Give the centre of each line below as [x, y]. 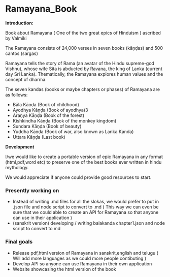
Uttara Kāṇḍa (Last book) [39, 137]
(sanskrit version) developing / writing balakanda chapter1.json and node [89, 223]
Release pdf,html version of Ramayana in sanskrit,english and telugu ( [86, 253]
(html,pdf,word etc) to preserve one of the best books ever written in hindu [83, 162]
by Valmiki [16, 38]
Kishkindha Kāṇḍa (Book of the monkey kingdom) [64, 120]
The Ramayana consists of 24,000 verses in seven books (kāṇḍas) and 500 [84, 48]
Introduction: [20, 23]
